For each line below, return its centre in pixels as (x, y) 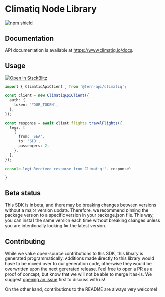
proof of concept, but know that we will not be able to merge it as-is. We (79, 274)
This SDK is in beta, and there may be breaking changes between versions (81, 205)
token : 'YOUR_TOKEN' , (36, 105)
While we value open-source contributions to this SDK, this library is (74, 254)
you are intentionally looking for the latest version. (56, 226)
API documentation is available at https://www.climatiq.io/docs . (69, 50)
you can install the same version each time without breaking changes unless (82, 220)
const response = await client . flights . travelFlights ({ (64, 123)
